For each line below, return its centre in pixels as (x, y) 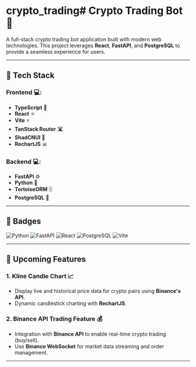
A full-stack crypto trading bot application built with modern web (84, 39)
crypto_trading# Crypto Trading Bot (94, 11)
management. (31, 352)
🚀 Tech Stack (30, 76)
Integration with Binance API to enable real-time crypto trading (90, 334)
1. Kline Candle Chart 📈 (40, 277)
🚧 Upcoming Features (46, 259)
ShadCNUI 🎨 (30, 137)
